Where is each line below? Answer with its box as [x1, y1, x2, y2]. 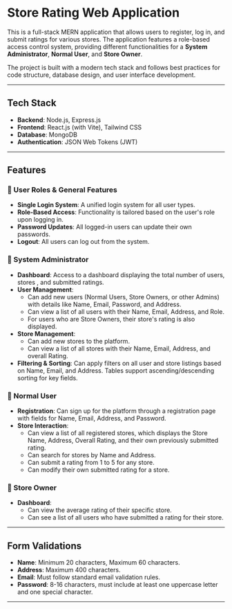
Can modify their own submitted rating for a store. [27, 466, 171, 474]
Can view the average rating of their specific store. [27, 506, 173, 514]
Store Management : [17, 329, 76, 337]
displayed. [27, 322, 57, 330]
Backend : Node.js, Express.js [17, 116, 101, 124]
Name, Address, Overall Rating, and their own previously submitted [27, 436, 219, 445]
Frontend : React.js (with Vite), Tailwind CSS [17, 123, 142, 131]
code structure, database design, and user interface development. [7, 71, 196, 79]
